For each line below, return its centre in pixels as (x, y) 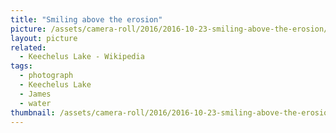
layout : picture (44, 38)
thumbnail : (33, 112)
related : (28, 47)
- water (35, 103)
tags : (21, 66)
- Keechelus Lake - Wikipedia (82, 57)
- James (35, 94)
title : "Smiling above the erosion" (86, 19)
